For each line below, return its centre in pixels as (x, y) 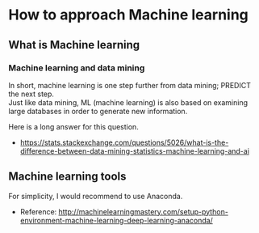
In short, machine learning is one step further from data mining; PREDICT (130, 85)
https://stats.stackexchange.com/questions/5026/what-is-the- (124, 142)
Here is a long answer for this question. (73, 126)
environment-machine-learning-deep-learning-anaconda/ (117, 220)
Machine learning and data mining (77, 68)
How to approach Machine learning (128, 15)
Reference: (38, 211)
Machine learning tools (67, 177)
